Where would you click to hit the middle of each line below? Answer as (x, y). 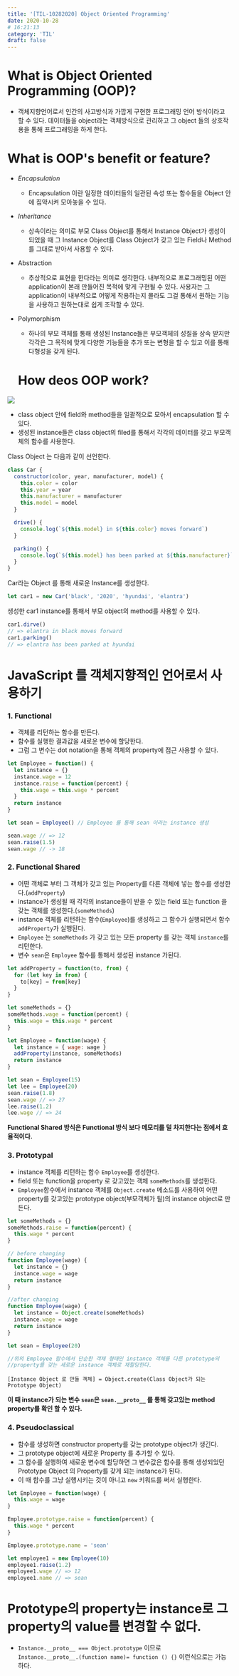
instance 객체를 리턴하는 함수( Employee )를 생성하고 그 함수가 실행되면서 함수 (124, 919)
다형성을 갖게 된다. (54, 351)
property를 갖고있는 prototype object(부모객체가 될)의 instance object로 (120, 1198)
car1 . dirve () (27, 624)
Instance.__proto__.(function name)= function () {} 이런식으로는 (115, 1657)
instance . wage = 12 (43, 777)
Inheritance (34, 216)
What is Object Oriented (80, 76)
